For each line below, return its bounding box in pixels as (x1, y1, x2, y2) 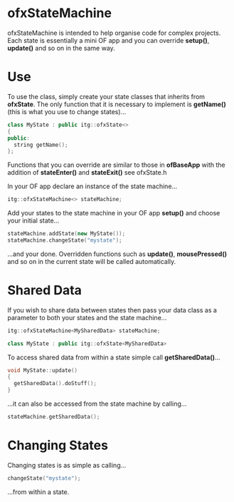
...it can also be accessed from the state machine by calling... (7, 399, 187, 408)
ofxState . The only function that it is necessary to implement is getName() (7, 100, 226, 108)
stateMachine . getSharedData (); (7, 414, 100, 421)
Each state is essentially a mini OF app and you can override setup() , (7, 36, 210, 44)
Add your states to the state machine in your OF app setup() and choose (7, 209, 220, 217)
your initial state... (7, 216, 60, 225)
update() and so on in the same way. (7, 43, 115, 52)
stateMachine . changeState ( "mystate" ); (7, 237, 122, 244)
